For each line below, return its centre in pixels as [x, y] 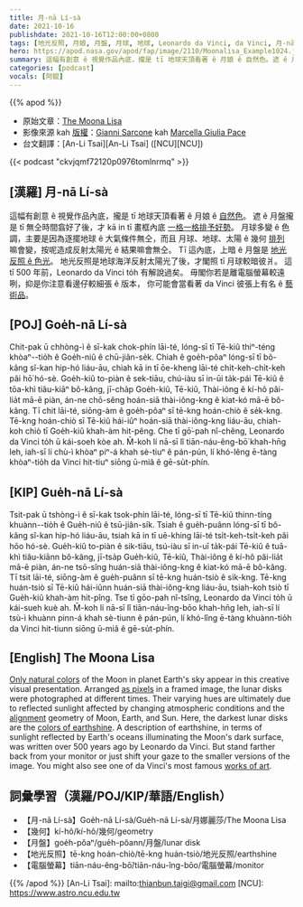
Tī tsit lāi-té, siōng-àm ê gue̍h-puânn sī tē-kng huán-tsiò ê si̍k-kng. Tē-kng [148, 577]
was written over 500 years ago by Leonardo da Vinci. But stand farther [142, 747]
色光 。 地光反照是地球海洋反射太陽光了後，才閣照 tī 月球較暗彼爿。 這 [164, 261]
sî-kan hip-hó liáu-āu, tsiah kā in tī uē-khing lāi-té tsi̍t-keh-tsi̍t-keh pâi [159, 536]
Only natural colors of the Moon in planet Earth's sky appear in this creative [150, 679]
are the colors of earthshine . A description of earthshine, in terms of [136, 727]
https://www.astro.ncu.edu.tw [65, 893]
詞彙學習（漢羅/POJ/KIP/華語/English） [120, 796]
